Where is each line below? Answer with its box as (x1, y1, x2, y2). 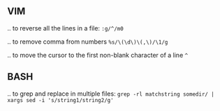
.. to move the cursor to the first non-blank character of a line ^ (7, 51, 189, 59)
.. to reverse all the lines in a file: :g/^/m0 (7, 24, 124, 32)
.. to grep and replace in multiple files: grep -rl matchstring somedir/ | (7, 89, 215, 98)
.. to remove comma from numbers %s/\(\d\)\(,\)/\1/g (7, 37, 168, 46)
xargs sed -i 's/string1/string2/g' (7, 96, 114, 103)
